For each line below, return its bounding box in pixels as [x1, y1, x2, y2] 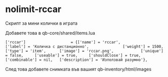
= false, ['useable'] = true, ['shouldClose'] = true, [5, 53, 141, 58]
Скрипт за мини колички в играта [5, 20, 78, 26]
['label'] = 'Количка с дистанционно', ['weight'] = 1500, [5, 44, 164, 49]
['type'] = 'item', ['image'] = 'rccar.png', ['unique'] [5, 48, 164, 53]
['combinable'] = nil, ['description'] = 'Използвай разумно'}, [5, 57, 148, 62]
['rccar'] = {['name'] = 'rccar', [5, 39, 121, 45]
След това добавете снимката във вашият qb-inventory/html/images [5, 66, 152, 72]
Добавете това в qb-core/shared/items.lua [5, 30, 95, 36]
